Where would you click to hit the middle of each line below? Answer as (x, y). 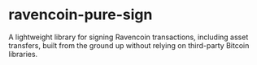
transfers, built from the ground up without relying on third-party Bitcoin (129, 45)
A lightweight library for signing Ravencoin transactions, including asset (128, 37)
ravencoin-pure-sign (81, 15)
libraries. (23, 54)
